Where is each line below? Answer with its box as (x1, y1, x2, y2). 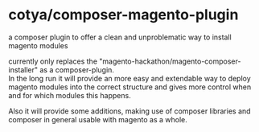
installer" (8, 64, 39, 74)
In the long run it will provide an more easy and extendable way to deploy (8, 73, 251, 83)
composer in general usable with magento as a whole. (8, 114, 187, 124)
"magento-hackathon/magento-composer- (99, 56, 241, 66)
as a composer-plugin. (39, 64, 115, 74)
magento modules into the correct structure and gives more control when (8, 82, 252, 92)
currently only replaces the (8, 56, 98, 66)
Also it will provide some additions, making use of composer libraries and (8, 106, 251, 116)
